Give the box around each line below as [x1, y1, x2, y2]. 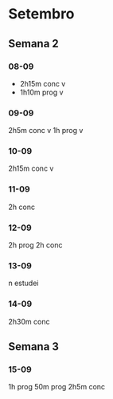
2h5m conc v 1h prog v [8, 126, 84, 135]
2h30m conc [8, 316, 50, 326]
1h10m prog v [19, 87, 64, 97]
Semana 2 [8, 37, 60, 50]
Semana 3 [8, 340, 60, 353]
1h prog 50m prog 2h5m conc [8, 382, 106, 392]
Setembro [8, 5, 75, 23]
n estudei [8, 278, 39, 288]
